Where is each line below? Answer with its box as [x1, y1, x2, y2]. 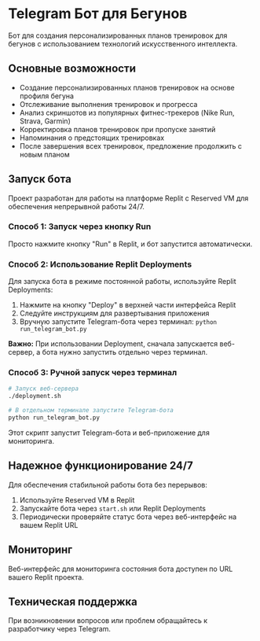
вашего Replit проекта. [8, 572, 84, 582]
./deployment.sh [8, 392, 61, 400]
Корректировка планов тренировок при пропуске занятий [19, 124, 216, 134]
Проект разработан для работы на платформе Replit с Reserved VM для [8, 193, 249, 203]
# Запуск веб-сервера [8, 385, 79, 393]
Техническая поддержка [8, 595, 137, 608]
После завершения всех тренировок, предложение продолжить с [19, 141, 242, 150]
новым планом [19, 149, 70, 159]
